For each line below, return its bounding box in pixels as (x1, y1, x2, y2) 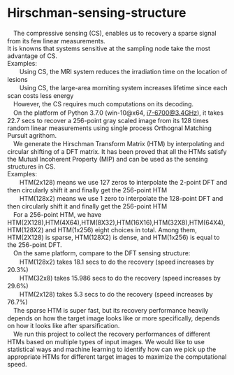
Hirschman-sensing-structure (7, 5, 187, 21)
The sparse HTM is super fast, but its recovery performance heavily (13, 306, 209, 314)
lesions (7, 75, 28, 83)
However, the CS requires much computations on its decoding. (13, 99, 194, 108)
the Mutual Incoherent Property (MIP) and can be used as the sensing (7, 155, 208, 163)
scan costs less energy (7, 91, 74, 99)
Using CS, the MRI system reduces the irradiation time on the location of (19, 67, 228, 76)
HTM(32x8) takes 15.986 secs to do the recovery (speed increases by (19, 274, 221, 282)
